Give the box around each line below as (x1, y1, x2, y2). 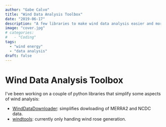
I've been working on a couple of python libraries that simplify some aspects (5, 91, 161, 97)
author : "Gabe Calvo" (5, 7, 50, 12)
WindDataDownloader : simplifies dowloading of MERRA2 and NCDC (12, 106, 151, 112)
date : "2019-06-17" (5, 16, 45, 21)
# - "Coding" (5, 35, 37, 40)
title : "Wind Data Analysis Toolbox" (5, 12, 83, 17)
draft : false (5, 53, 32, 58)
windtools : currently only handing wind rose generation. (12, 116, 126, 122)
